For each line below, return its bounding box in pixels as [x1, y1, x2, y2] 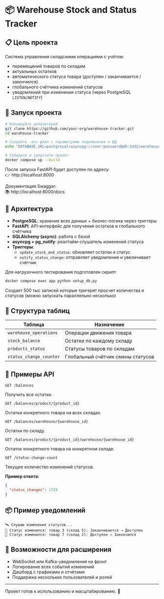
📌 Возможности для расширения [5, 546, 112, 554]
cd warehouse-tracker [5, 131, 49, 136]
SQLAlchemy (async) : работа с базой [12, 233, 90, 239]
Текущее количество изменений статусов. [5, 464, 94, 470]
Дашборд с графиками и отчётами [12, 569, 85, 574]
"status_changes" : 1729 [9, 488, 58, 493]
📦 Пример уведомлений [5, 506, 85, 515]
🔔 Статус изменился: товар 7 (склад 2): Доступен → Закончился [5, 532, 137, 537]
